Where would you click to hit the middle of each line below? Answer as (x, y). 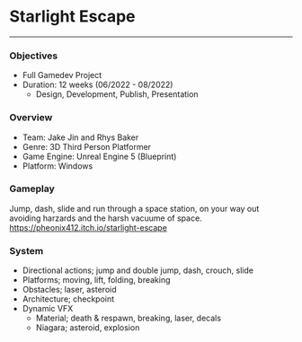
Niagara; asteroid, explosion (88, 328)
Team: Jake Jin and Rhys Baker (80, 137)
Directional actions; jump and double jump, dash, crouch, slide (138, 270)
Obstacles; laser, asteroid (69, 290)
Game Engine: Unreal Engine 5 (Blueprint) (99, 156)
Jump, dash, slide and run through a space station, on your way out (134, 208)
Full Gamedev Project (62, 75)
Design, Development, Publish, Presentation (117, 94)
